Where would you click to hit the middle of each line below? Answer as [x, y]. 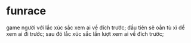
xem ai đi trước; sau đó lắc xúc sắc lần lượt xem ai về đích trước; [85, 33]
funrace [26, 11]
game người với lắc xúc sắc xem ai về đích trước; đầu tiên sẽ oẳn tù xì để [95, 27]
